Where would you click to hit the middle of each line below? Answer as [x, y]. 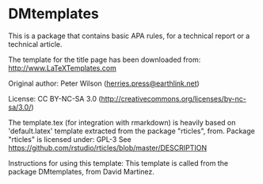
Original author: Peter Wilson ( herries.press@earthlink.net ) [104, 83]
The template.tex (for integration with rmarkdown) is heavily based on [122, 122]
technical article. [35, 44]
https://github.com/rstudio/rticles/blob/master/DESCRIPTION [108, 148]
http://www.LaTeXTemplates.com [62, 67]
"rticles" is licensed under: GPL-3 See [70, 139]
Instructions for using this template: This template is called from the [118, 163]
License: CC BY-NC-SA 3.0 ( [55, 98]
